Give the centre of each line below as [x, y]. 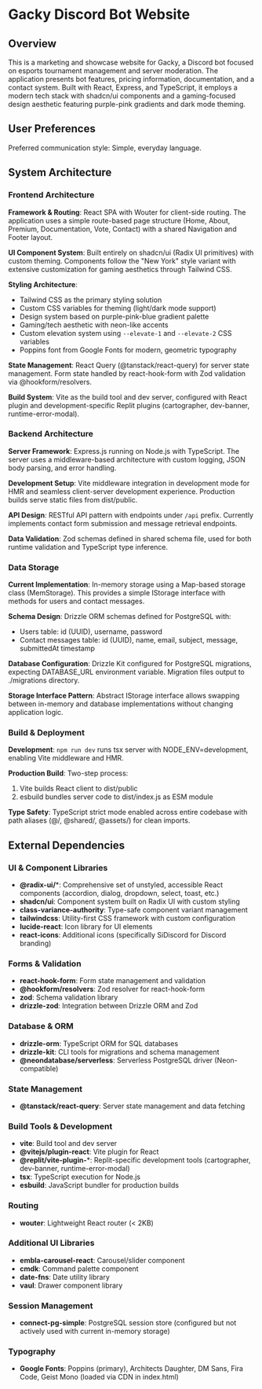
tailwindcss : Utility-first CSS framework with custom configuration [127, 919]
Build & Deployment [46, 733]
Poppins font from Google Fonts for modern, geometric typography [128, 350]
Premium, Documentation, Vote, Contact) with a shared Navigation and [122, 229]
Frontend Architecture [51, 195]
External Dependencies [67, 845]
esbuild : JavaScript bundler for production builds [99, 1185]
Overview [33, 44]
